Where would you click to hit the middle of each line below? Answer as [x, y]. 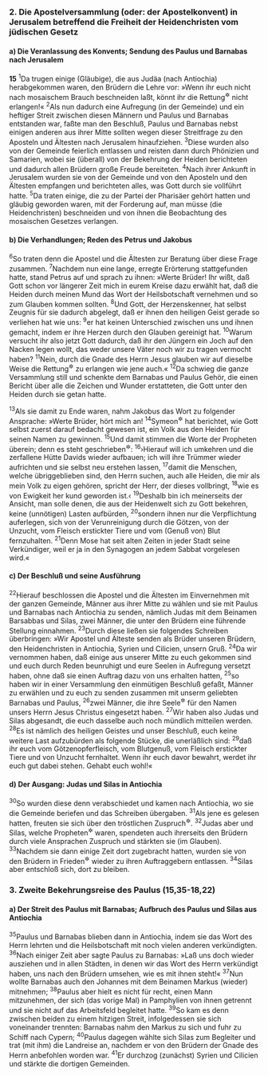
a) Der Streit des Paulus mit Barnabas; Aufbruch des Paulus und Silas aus [133, 909]
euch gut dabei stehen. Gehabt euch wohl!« [81, 766]
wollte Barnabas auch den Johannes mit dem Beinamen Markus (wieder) [128, 982]
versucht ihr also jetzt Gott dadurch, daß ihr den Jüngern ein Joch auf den [131, 340]
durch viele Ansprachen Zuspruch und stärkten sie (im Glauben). [116, 842]
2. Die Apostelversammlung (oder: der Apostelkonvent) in [124, 12]
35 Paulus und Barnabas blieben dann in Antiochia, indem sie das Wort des [131, 936]
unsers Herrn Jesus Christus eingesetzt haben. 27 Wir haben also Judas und [134, 712]
